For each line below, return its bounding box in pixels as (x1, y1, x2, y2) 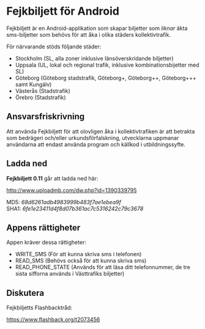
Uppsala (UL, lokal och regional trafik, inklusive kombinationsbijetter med (15, 61, 199, 68)
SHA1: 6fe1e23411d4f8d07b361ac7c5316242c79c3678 (6, 205, 144, 212)
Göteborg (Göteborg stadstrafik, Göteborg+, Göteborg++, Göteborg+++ (15, 74, 197, 81)
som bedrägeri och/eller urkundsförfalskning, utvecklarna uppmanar (6, 134, 179, 141)
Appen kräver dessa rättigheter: (6, 238, 87, 246)
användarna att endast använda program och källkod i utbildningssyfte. (6, 141, 185, 148)
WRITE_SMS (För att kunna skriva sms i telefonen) (15, 251, 142, 258)
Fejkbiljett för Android (6, 4, 119, 18)
